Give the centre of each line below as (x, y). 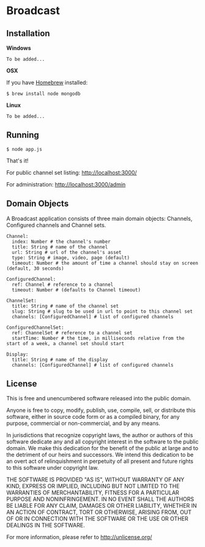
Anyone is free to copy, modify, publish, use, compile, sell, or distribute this (101, 410)
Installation (28, 33)
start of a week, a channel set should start (65, 343)
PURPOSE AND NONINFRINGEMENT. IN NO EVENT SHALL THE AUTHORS (100, 499)
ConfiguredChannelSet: (35, 327)
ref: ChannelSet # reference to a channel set (72, 333)
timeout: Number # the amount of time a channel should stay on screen (105, 263)
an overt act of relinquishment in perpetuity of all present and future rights (100, 461)
